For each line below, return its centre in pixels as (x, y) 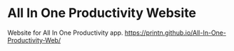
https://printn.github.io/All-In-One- (175, 33)
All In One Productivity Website (102, 13)
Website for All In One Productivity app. (65, 33)
